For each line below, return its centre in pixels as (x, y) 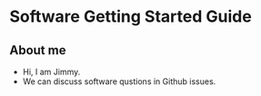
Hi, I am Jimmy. (51, 72)
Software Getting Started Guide (130, 17)
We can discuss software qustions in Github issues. (119, 82)
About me (38, 50)
